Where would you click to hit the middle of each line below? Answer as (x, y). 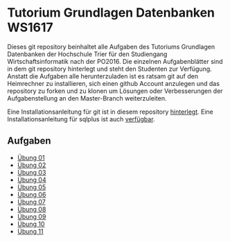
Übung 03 (32, 172)
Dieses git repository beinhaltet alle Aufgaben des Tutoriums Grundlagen (111, 46)
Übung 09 (32, 216)
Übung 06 (32, 194)
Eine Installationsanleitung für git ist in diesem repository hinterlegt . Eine (110, 112)
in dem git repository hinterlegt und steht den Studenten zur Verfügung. (110, 69)
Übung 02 (32, 165)
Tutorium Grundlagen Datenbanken (111, 13)
